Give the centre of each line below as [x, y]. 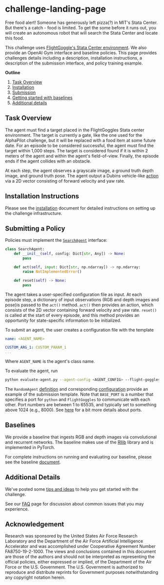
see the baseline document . [33, 462]
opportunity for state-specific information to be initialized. [63, 320]
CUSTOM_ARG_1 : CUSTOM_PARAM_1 [36, 348]
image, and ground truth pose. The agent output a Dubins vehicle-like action [82, 176]
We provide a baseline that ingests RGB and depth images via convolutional [81, 437]
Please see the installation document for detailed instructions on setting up [80, 208]
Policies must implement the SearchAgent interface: [56, 240]
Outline [13, 72]
